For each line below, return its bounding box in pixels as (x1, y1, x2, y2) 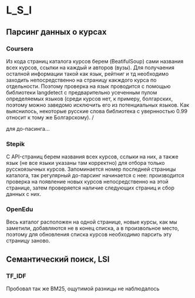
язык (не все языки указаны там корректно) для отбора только (6, 160, 165, 167)
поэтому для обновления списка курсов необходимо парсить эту (6, 231, 172, 238)
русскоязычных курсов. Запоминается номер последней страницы (6, 165, 176, 173)
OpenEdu (6, 205, 33, 214)
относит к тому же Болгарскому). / (6, 114, 94, 121)
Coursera (6, 45, 33, 53)
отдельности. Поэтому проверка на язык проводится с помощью (6, 83, 171, 90)
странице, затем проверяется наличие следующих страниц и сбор (6, 184, 175, 191)
